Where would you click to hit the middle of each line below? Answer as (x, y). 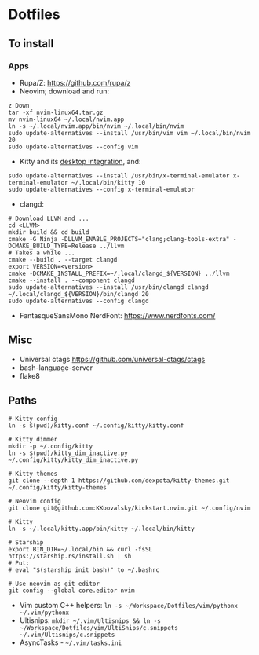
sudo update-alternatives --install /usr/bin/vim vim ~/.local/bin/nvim (129, 133)
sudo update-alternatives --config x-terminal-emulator (101, 189)
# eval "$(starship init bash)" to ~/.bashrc (84, 570)
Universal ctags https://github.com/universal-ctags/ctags (112, 359)
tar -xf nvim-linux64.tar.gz (56, 112)
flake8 (30, 375)
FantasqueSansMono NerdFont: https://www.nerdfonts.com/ (117, 315)
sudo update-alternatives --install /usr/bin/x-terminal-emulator (119, 176)
